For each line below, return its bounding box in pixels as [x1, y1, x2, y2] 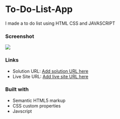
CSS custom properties [12, 102, 61, 109]
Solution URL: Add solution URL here [12, 68, 89, 74]
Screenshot [5, 33, 34, 40]
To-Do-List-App [5, 4, 73, 15]
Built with [5, 86, 29, 93]
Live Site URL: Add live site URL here [12, 73, 89, 79]
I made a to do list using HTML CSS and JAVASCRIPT [5, 20, 115, 26]
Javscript [12, 108, 32, 114]
